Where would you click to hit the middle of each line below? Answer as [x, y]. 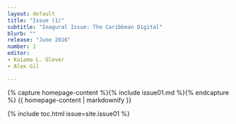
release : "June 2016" [39, 40]
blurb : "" [22, 33]
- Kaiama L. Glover [36, 60]
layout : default [31, 14]
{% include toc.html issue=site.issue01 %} [69, 113]
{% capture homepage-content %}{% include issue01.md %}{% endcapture [118, 92]
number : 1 [22, 46]
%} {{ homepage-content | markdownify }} [70, 100]
